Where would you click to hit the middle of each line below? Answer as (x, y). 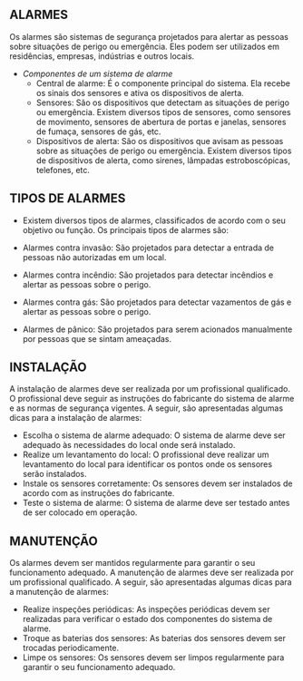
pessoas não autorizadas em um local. (94, 257)
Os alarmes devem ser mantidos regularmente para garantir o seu (132, 563)
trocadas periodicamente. (71, 648)
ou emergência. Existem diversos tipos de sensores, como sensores (164, 112)
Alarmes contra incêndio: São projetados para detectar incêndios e (148, 275)
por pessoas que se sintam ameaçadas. (97, 338)
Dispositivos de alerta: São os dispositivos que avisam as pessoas (160, 141)
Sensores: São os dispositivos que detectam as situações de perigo (163, 102)
